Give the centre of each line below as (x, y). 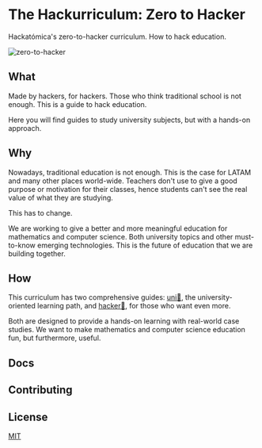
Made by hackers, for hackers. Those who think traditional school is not (125, 96)
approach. (25, 128)
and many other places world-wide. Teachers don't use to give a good (123, 181)
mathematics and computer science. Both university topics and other (121, 236)
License (28, 417)
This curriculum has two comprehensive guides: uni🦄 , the (102, 297)
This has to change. (40, 213)
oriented (22, 306)
